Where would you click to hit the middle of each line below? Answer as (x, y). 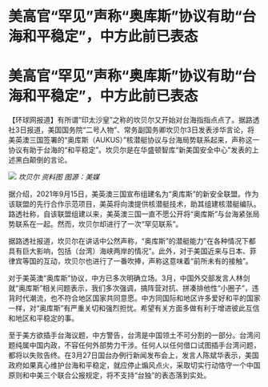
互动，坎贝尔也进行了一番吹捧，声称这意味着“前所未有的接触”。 (148, 261)
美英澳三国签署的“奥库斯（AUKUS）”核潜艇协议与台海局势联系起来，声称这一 (134, 140)
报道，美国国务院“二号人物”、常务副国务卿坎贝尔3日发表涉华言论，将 (140, 130)
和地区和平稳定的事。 (43, 318)
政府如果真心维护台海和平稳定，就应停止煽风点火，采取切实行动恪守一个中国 (134, 365)
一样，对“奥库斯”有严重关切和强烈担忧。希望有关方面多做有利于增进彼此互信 (134, 308)
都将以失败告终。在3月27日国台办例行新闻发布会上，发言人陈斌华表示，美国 (134, 355)
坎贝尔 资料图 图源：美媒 (59, 177)
